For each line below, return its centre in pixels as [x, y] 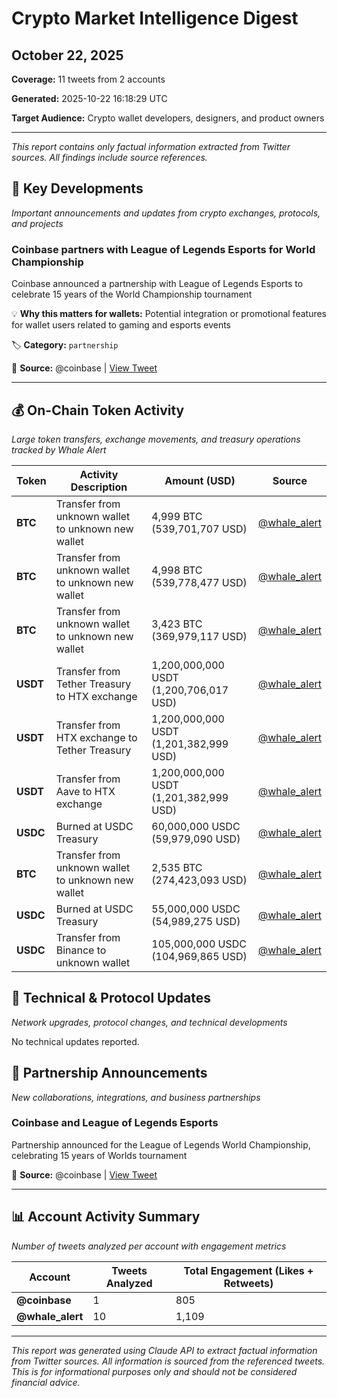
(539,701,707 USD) [199, 529]
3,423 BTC [177, 624]
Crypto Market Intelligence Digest [155, 18]
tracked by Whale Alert [59, 449]
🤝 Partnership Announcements [109, 1073]
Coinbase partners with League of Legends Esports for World [163, 249]
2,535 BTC [177, 867]
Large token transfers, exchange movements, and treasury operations [156, 439]
